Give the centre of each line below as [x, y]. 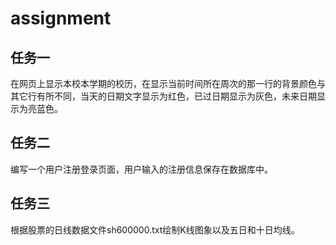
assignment [61, 18]
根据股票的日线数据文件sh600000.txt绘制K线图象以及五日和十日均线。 [155, 229]
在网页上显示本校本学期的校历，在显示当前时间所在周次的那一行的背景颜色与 [168, 83]
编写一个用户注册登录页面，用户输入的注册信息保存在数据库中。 [141, 169]
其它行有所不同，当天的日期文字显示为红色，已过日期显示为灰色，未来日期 [163, 96]
